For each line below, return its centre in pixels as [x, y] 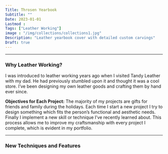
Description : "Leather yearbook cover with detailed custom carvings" [80, 38]
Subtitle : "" [19, 15]
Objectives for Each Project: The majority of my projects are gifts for [76, 101]
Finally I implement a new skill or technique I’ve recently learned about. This [83, 117]
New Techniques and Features [43, 145]
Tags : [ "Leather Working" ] [33, 29]
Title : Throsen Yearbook [31, 10]
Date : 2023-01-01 [23, 19]
